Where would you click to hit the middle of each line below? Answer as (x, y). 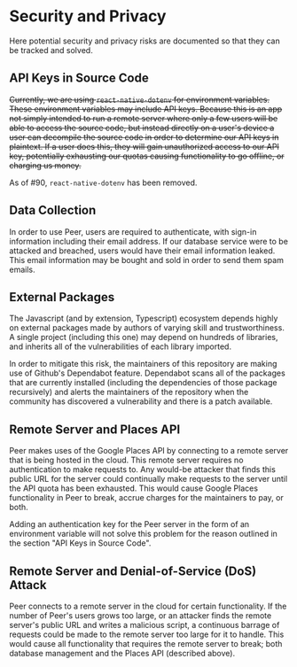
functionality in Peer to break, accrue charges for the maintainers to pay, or (146, 498)
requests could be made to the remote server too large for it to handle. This (147, 634)
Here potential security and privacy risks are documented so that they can (145, 41)
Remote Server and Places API (95, 429)
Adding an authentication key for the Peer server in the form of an (129, 524)
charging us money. (45, 165)
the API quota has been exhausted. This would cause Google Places (134, 488)
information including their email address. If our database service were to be (148, 241)
